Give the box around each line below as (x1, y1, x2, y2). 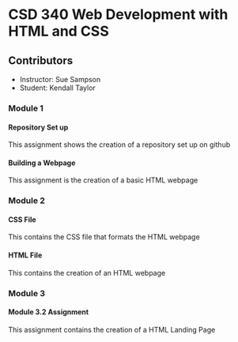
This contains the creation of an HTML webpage (8, 268, 166, 277)
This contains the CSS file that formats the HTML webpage (8, 232, 200, 242)
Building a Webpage (8, 158, 76, 167)
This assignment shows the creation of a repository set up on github (8, 140, 231, 149)
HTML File (8, 250, 43, 260)
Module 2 (8, 195, 46, 206)
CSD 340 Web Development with (8, 6, 229, 24)
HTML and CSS (8, 22, 109, 40)
